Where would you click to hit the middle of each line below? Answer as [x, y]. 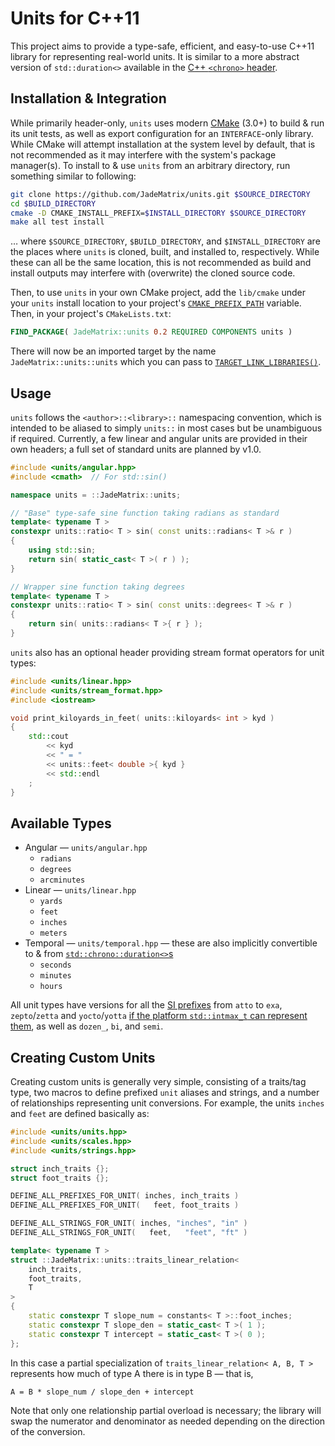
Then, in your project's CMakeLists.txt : [91, 314]
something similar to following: [73, 176]
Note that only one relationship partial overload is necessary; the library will [166, 1410]
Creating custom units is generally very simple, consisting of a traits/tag [158, 1082]
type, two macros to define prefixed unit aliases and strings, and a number [165, 1093]
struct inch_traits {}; [60, 1168]
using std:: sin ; [62, 550]
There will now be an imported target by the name [113, 351]
